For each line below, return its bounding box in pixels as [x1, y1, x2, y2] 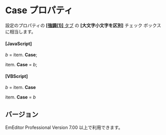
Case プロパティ [5, 5, 73, 16]
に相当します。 [5, 28, 36, 34]
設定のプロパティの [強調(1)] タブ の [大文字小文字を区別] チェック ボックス [5, 22, 161, 28]
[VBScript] [5, 73, 28, 79]
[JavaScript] [5, 40, 32, 47]
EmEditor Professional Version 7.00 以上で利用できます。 [5, 124, 123, 130]
